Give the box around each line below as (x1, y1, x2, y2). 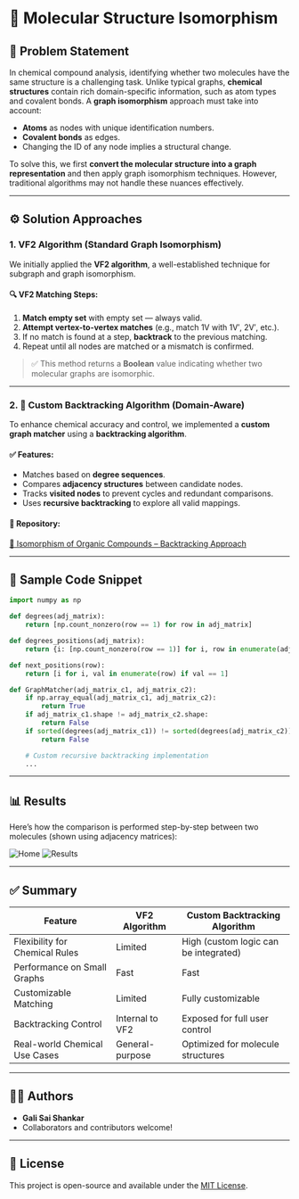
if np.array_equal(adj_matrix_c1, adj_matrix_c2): (25, 693, 217, 703)
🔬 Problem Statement (9, 44, 130, 59)
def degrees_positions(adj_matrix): (9, 637, 145, 646)
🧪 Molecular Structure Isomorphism (9, 8, 279, 29)
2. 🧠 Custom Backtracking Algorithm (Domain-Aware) (9, 399, 245, 411)
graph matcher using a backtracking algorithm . (9, 428, 187, 440)
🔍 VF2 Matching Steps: (9, 289, 99, 300)
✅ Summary (9, 882, 77, 897)
